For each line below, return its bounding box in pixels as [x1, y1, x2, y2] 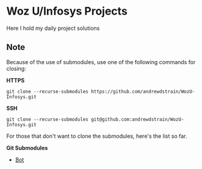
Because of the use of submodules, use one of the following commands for [6, 58, 196, 65]
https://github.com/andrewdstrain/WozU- [90, 88, 195, 95]
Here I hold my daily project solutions [6, 24, 100, 32]
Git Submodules [6, 144, 48, 151]
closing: [6, 65, 26, 72]
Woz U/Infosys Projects [6, 4, 128, 18]
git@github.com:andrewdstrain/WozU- [90, 116, 184, 123]
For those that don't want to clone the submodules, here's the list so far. [6, 132, 187, 140]
